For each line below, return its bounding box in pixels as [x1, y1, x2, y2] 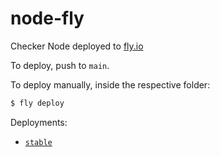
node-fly [10, 7, 85, 30]
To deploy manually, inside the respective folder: [10, 78, 211, 91]
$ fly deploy [10, 98, 65, 108]
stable [24, 137, 53, 147]
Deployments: [10, 116, 68, 128]
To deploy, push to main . [10, 59, 110, 71]
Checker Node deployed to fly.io [10, 40, 144, 52]
